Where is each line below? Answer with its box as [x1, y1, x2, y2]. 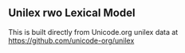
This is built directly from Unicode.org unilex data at [8, 27, 179, 36]
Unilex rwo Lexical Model [8, 6, 136, 20]
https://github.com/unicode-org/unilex [8, 36, 135, 45]
